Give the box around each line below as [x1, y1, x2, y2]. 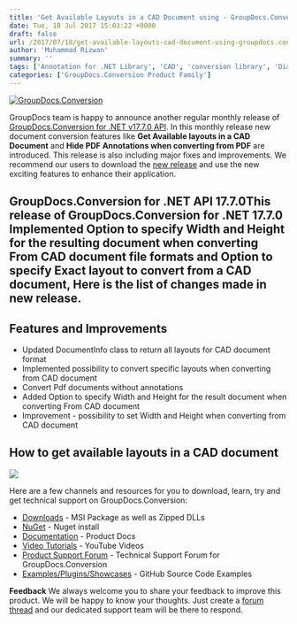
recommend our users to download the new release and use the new [9, 158, 260, 169]
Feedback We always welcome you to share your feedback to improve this [9, 585, 281, 596]
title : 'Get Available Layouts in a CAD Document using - [9, 12, 227, 22]
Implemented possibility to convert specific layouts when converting [21, 363, 271, 374]
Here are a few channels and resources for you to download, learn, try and [9, 485, 281, 496]
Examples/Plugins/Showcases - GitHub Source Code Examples [21, 568, 253, 579]
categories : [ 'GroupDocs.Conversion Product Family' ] [9, 71, 212, 80]
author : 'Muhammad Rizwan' [9, 46, 109, 55]
